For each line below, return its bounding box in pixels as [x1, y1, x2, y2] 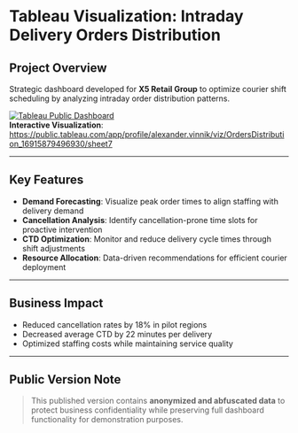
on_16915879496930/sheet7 [9, 139, 113, 149]
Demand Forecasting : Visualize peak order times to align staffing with [21, 196, 279, 206]
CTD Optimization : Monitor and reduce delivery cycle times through [21, 233, 272, 244]
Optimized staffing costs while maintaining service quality [21, 338, 233, 349]
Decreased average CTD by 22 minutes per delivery [21, 329, 213, 339]
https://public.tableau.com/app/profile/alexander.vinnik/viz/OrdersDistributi [9, 129, 285, 139]
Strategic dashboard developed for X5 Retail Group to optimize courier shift [9, 84, 286, 94]
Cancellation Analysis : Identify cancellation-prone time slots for [21, 214, 258, 225]
